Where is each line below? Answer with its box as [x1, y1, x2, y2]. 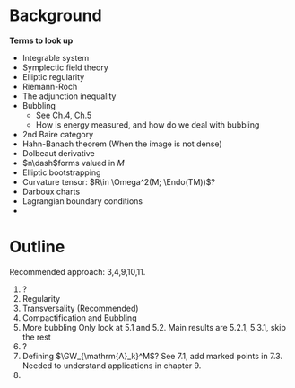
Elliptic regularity [22, 71, 85, 82]
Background [9, 5, 102, 26]
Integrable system [22, 52, 90, 63]
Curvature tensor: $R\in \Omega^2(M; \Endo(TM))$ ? [22, 176, 215, 187]
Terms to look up [9, 35, 74, 46]
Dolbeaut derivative [22, 147, 96, 158]
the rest [22, 331, 51, 342]
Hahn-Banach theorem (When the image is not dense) [22, 138, 222, 149]
